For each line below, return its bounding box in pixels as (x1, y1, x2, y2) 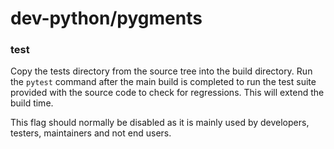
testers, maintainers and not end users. (10, 127, 172, 139)
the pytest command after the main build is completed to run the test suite (10, 76, 317, 88)
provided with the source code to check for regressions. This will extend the (10, 87, 325, 99)
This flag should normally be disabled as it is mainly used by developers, (10, 117, 310, 129)
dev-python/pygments (10, 7, 203, 30)
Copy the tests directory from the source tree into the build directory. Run (10, 65, 313, 77)
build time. (10, 97, 54, 109)
